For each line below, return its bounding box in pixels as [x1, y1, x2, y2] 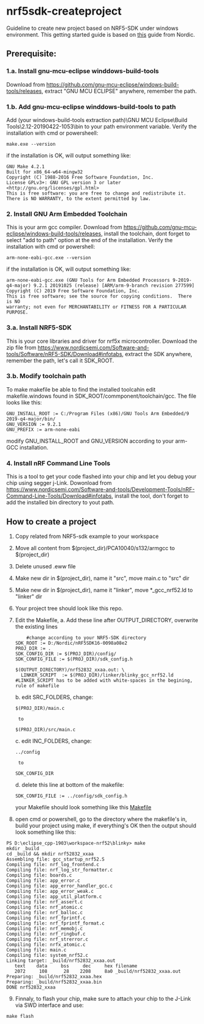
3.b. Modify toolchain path [6, 372, 86, 381]
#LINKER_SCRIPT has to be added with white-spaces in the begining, [15, 677, 193, 684]
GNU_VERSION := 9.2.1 [6, 421, 62, 428]
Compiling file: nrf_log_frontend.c [6, 861, 99, 867]
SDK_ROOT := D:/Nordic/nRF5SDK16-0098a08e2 [15, 640, 128, 646]
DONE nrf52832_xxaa [6, 984, 56, 990]
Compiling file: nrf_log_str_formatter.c [6, 867, 113, 873]
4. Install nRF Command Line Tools [6, 459, 111, 467]
